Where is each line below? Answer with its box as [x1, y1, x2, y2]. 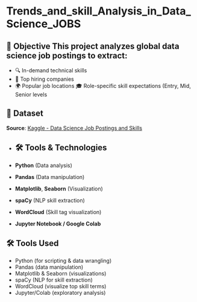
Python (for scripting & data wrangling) [14, 257, 112, 265]
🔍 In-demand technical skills [14, 67, 87, 74]
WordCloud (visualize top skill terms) [14, 283, 107, 290]
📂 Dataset [6, 109, 44, 119]
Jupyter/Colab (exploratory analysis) [14, 289, 106, 297]
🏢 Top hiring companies [14, 75, 74, 83]
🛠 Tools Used [6, 238, 59, 248]
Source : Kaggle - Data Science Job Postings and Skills [6, 124, 143, 131]
